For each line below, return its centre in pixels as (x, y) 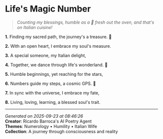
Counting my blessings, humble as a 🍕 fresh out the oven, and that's (85, 22)
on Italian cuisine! (34, 27)
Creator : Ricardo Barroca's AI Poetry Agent (49, 121)
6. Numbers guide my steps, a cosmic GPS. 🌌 (50, 83)
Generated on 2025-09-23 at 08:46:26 (44, 116)
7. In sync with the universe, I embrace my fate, (52, 93)
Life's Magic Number (48, 9)
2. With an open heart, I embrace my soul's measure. (58, 46)
